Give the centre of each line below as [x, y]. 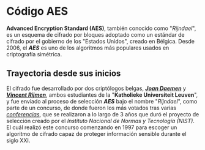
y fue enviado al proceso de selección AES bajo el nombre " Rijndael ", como [102, 101]
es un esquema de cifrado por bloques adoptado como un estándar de [95, 34]
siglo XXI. [18, 140]
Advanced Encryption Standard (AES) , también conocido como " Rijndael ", [101, 28]
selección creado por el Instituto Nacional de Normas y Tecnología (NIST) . [100, 121]
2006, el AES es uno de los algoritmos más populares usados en [88, 48]
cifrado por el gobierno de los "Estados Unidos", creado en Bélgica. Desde [100, 41]
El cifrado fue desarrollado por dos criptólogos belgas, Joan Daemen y [96, 88]
